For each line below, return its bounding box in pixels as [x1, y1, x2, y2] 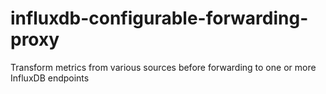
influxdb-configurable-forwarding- [10, 7, 309, 30]
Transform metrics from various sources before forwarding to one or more [10, 61, 317, 73]
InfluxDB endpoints [10, 72, 90, 84]
